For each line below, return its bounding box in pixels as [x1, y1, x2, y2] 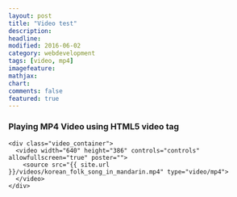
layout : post [8, 11, 52, 20]
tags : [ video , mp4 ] [8, 57, 74, 65]
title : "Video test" [8, 19, 78, 27]
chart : [8, 79, 31, 87]
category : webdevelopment [8, 49, 95, 57]
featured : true [8, 94, 60, 103]
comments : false [8, 86, 63, 95]
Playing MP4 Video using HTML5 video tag [8, 121, 180, 132]
